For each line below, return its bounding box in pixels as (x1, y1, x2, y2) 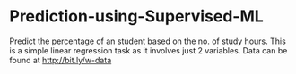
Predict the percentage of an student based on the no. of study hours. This (9, 36, 287, 46)
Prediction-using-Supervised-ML (9, 6, 265, 27)
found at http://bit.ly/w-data (9, 54, 112, 65)
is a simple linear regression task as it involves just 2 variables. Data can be (9, 45, 288, 55)
